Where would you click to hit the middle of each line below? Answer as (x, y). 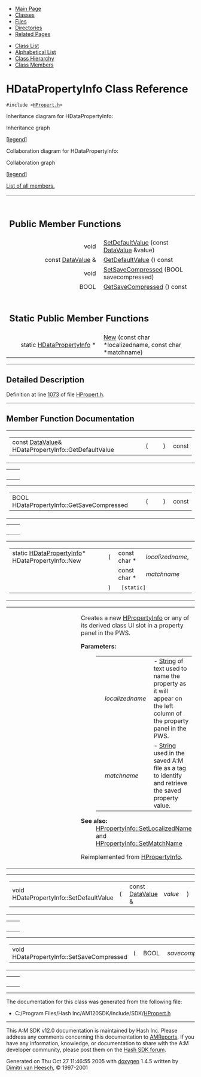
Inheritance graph (28, 128)
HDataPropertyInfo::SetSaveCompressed (70, 957)
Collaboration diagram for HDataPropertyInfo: (62, 151)
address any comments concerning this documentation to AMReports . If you (100, 1037)
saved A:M (168, 761)
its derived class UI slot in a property (132, 625)
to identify (168, 776)
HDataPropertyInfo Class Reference (97, 89)
